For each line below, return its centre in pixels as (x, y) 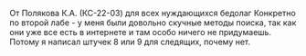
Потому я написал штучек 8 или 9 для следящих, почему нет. (130, 42)
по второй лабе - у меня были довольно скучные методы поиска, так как (153, 23)
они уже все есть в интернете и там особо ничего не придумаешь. (141, 32)
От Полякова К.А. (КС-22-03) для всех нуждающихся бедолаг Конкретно (153, 13)
